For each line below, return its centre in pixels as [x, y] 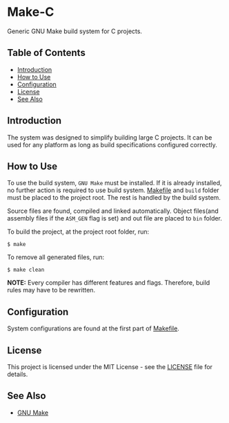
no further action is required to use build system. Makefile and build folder [113, 190]
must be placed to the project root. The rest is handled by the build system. [114, 198]
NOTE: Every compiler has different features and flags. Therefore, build [109, 283]
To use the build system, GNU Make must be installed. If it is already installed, [114, 183]
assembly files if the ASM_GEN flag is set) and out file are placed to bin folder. [115, 218]
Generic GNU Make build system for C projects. [75, 31]
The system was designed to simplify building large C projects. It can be [110, 137]
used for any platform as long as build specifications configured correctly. [112, 144]
